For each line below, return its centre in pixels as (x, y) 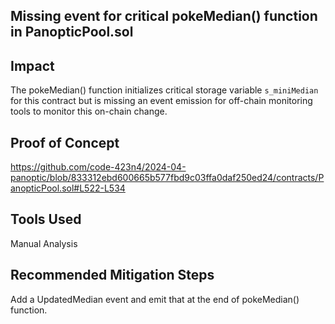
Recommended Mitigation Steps (112, 275)
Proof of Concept (65, 142)
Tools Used (46, 219)
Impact (32, 65)
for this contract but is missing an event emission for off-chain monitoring (161, 101)
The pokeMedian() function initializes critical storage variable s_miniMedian (164, 90)
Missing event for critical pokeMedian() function (164, 16)
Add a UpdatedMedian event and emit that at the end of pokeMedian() (155, 299)
